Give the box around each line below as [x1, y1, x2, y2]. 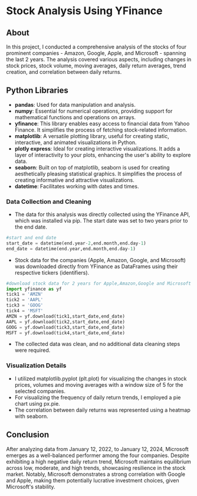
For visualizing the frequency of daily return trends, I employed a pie [14, 394, 181, 401]
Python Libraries [6, 86, 69, 96]
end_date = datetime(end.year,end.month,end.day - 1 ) [6, 246, 136, 252]
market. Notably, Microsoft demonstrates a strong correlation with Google [6, 471, 186, 478]
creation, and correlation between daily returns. [6, 68, 122, 75]
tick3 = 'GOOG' [6, 302, 44, 308]
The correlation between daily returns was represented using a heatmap [14, 406, 191, 413]
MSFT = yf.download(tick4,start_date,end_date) [6, 329, 126, 336]
